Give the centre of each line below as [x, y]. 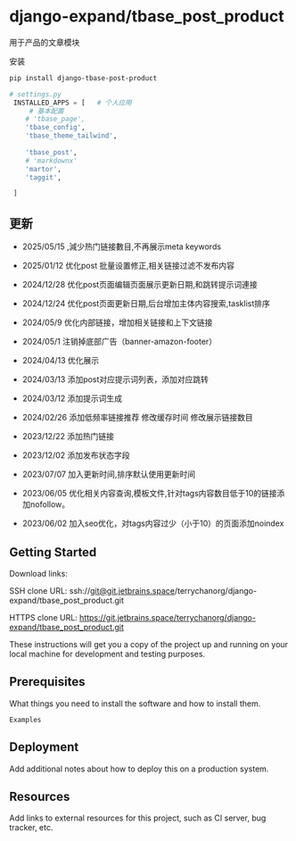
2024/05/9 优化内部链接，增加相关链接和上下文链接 [117, 322]
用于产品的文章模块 [45, 42]
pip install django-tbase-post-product [83, 78]
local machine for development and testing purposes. [107, 654]
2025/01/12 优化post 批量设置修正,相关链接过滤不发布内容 [128, 266]
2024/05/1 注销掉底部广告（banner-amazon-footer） [119, 342]
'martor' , [44, 169]
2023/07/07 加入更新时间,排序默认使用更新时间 [109, 474]
